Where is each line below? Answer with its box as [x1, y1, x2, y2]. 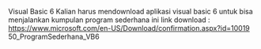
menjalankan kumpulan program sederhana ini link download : [8, 15, 211, 24]
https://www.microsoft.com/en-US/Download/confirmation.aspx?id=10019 [8, 24, 251, 32]
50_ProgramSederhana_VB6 [8, 32, 100, 41]
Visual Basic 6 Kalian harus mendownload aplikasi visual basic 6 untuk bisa [8, 7, 253, 16]
